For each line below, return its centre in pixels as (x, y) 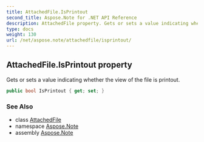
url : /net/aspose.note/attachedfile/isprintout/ (69, 40)
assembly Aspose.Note (44, 132)
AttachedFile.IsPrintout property (69, 65)
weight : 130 (21, 35)
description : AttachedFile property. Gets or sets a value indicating (97, 23)
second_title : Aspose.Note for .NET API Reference (72, 18)
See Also (20, 106)
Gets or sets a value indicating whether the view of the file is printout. (93, 79)
